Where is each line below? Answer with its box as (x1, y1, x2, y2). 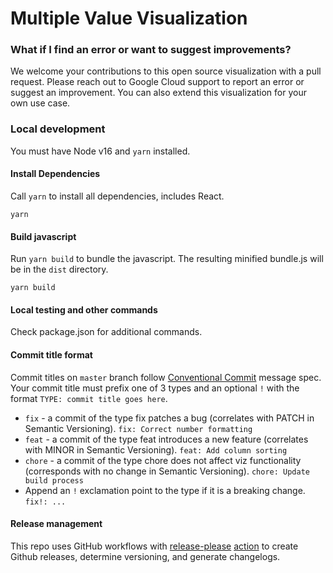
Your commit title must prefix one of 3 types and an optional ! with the (10, 382, 300, 394)
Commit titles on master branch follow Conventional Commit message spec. (10, 371, 322, 383)
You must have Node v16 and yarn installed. (10, 145, 191, 157)
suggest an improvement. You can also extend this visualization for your (10, 87, 307, 99)
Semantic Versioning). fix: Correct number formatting (24, 422, 253, 434)
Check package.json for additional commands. (10, 326, 203, 338)
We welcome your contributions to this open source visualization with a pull (10, 65, 322, 77)
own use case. (10, 97, 71, 109)
